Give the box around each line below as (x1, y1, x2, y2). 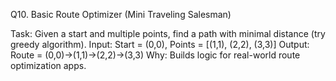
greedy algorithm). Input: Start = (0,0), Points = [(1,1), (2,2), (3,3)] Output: (10, 39, 310, 50)
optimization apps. (10, 60, 87, 71)
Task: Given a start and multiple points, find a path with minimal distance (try (10, 28, 326, 39)
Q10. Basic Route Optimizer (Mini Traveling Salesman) (10, 9, 232, 20)
